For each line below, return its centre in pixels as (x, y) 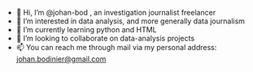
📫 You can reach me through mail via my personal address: (116, 47)
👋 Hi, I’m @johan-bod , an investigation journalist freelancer (116, 13)
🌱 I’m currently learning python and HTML (86, 30)
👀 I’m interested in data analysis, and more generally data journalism (131, 21)
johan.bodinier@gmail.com (61, 59)
